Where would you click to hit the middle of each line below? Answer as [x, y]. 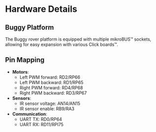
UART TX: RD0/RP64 [41, 119]
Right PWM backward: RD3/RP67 [53, 93]
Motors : [20, 72]
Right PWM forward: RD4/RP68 [51, 88]
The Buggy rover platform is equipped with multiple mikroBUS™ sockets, [78, 39]
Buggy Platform [30, 27]
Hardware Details [41, 9]
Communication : [30, 114]
